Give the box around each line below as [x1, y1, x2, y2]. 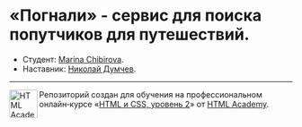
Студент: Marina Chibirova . [22, 54, 124, 64]
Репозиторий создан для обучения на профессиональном [39, 89, 262, 99]
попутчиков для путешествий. [9, 24, 250, 45]
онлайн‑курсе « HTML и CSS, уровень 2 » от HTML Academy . [39, 98, 270, 109]
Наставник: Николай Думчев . [22, 63, 137, 74]
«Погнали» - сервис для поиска [9, 5, 262, 26]
